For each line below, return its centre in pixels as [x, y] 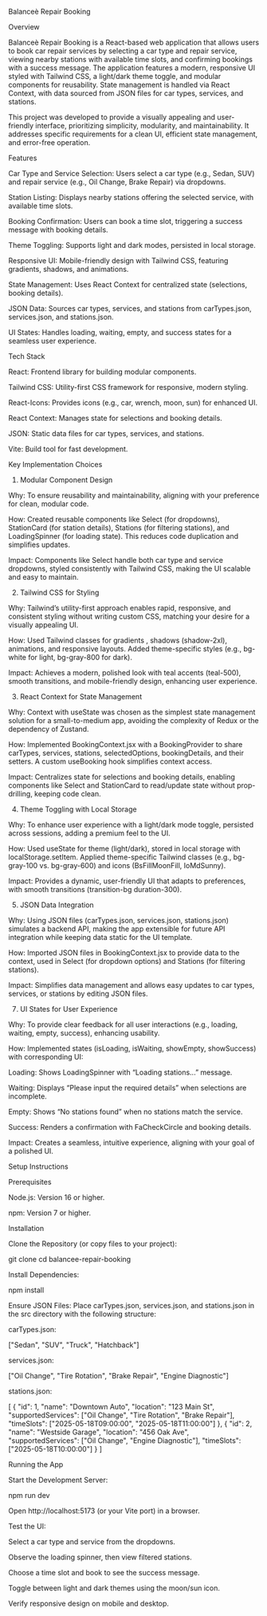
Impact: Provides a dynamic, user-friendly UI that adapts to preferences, [127, 881]
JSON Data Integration [57, 905]
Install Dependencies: [44, 1274]
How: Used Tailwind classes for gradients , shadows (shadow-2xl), [118, 640]
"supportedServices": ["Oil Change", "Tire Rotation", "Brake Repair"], [122, 1415]
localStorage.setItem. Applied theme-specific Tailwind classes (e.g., [120, 857]
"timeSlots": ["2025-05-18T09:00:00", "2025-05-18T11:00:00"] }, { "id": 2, [130, 1423]
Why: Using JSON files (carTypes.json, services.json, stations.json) [119, 920]
